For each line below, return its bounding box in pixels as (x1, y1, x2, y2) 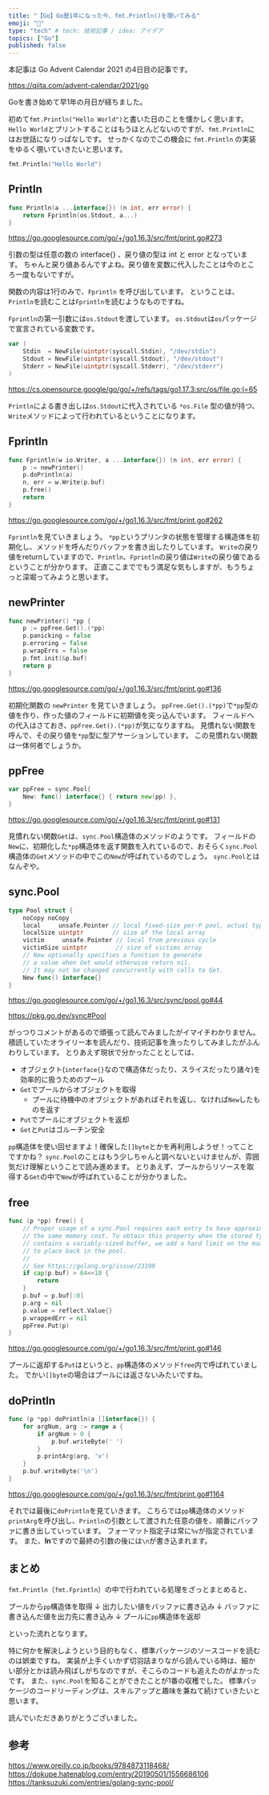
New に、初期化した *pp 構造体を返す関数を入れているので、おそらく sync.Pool (8, 842, 259, 851)
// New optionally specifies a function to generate (22, 952, 203, 960)
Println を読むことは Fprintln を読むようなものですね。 (8, 297, 189, 307)
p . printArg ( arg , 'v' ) (37, 1452, 110, 1460)
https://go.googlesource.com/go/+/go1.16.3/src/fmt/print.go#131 (8, 815, 220, 824)
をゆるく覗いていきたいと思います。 (8, 144, 127, 154)
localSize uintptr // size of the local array (22, 928, 206, 937)
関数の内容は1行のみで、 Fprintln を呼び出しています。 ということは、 (8, 286, 239, 297)
